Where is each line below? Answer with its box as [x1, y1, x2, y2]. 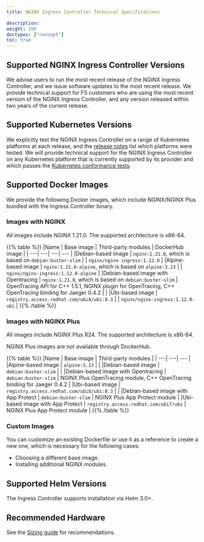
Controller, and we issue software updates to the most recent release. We [6, 82, 191, 89]
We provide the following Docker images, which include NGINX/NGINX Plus [6, 196, 197, 203]
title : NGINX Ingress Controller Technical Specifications [6, 9, 160, 15]
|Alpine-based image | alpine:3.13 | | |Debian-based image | [6, 362, 160, 369]
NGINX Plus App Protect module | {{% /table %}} [6, 407, 129, 414]
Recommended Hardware [6, 512, 106, 523]
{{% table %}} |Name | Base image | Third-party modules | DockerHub [6, 243, 184, 251]
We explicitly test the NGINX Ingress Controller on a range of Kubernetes [6, 136, 189, 143]
